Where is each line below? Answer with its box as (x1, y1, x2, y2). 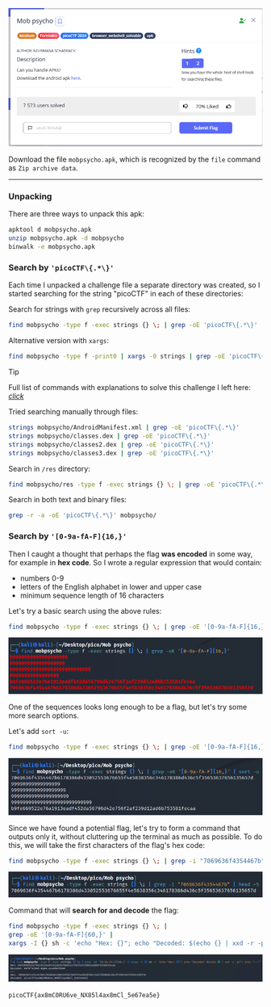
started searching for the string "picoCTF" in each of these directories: (8, 289, 244, 299)
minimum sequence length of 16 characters (19, 590, 165, 600)
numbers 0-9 (19, 573, 65, 583)
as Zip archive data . (8, 163, 78, 173)
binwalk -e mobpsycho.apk (8, 243, 95, 251)
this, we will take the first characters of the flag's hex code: (8, 840, 206, 850)
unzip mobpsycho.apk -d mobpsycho (8, 234, 125, 242)
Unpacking (8, 191, 52, 202)
